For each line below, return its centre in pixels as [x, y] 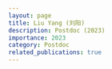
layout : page [30, 15]
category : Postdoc [39, 45]
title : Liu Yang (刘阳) [47, 23]
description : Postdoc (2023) [57, 30]
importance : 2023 [37, 38]
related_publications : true [55, 52]
